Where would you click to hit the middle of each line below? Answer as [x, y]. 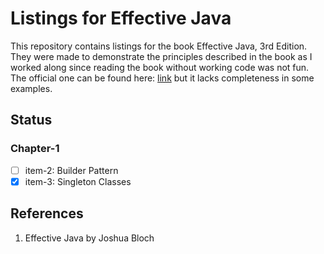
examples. [31, 88]
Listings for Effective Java [121, 18]
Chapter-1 [35, 149]
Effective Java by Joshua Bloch [89, 238]
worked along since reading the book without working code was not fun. [160, 67]
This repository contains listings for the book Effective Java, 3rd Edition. [159, 46]
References [47, 213]
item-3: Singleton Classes [78, 181]
